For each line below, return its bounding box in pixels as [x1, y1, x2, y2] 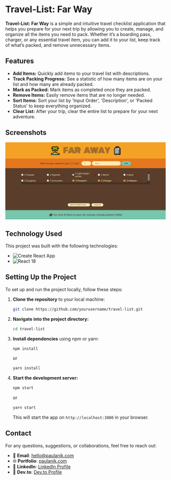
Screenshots [5, 128, 47, 137]
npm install [12, 346, 38, 351]
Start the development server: [12, 375, 78, 381]
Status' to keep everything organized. [12, 103, 92, 109]
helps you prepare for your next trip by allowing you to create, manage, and [5, 25, 164, 32]
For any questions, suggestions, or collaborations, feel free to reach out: [5, 442, 157, 448]
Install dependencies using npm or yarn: [12, 335, 99, 342]
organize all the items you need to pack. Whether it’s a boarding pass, [5, 31, 152, 37]
